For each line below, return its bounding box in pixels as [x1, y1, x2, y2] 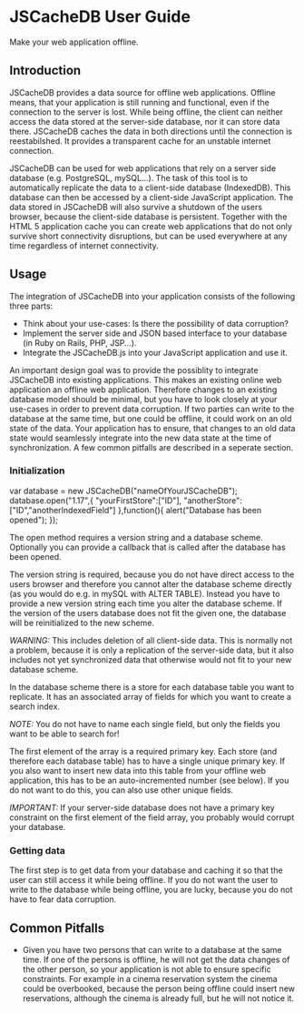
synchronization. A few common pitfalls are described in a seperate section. [9, 441, 294, 452]
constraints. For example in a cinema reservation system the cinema [22, 973, 279, 984]
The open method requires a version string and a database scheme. [9, 532, 263, 542]
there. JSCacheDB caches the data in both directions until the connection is [9, 126, 293, 137]
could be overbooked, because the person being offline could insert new [22, 983, 296, 994]
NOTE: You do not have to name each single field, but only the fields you [9, 718, 281, 729]
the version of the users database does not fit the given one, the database [9, 607, 287, 618]
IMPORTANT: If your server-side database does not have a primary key [9, 802, 275, 813]
